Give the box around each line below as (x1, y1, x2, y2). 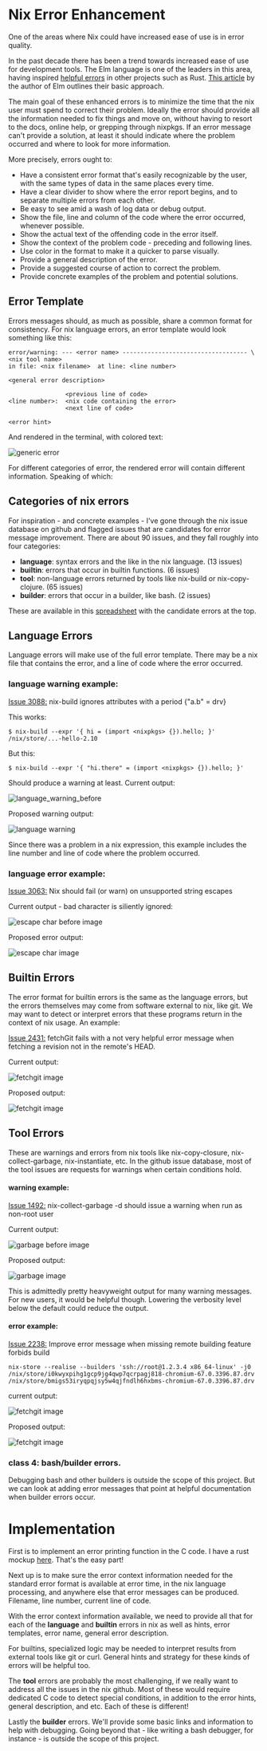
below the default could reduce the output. (8, 1303, 149, 1312)
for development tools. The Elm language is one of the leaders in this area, (8, 64, 253, 73)
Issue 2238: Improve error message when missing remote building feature (8, 1340, 252, 1348)
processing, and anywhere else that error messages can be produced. (8, 1588, 239, 1597)
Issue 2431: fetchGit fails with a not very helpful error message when (8, 1033, 234, 1042)
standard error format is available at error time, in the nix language (8, 1579, 226, 1588)
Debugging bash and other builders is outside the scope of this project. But (8, 1475, 255, 1485)
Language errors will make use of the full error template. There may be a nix (8, 650, 258, 659)
